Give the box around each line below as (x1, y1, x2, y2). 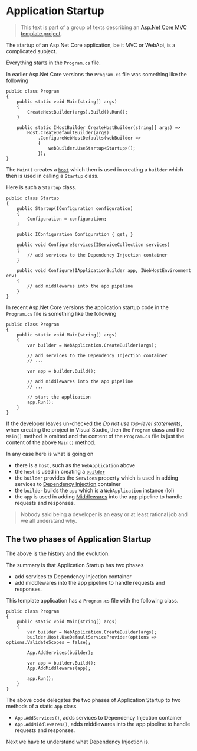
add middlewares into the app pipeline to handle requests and (14, 579, 165, 586)
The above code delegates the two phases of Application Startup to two (6, 696, 181, 703)
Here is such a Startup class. (6, 183, 77, 190)
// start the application (27, 394, 91, 400)
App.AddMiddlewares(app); (27, 665, 91, 671)
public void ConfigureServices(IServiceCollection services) (17, 241, 170, 248)
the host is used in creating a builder (14, 468, 105, 475)
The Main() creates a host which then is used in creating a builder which (6, 166, 184, 173)
